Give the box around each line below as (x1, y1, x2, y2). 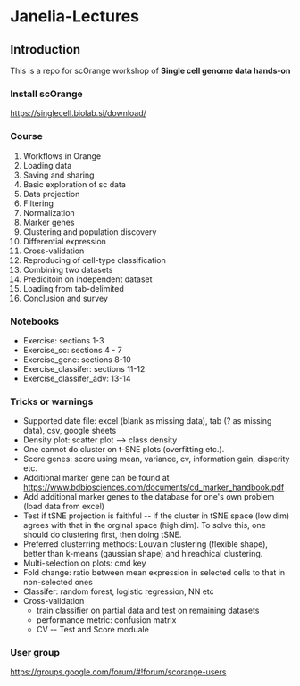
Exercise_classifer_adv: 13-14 (22, 373, 131, 384)
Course (10, 130, 43, 143)
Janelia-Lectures (10, 6, 140, 27)
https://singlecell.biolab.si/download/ (10, 108, 146, 119)
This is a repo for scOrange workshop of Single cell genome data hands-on (10, 65, 291, 76)
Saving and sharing (22, 169, 95, 180)
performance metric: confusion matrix (36, 615, 177, 625)
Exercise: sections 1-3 (22, 335, 104, 345)
